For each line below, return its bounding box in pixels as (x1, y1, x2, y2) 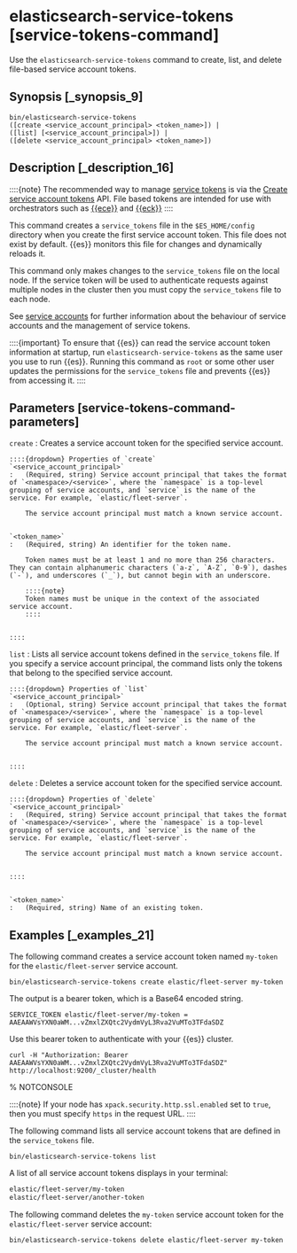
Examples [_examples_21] (9, 928, 155, 943)
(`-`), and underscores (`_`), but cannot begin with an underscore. (9, 572, 272, 580)
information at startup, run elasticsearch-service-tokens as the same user (9, 346, 284, 357)
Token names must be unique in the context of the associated (25, 595, 260, 603)
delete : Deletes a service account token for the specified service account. (9, 778, 283, 789)
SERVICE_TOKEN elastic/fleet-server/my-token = (9, 1010, 189, 1020)
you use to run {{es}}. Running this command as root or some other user (9, 356, 275, 367)
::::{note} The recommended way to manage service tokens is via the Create (9, 183, 288, 194)
